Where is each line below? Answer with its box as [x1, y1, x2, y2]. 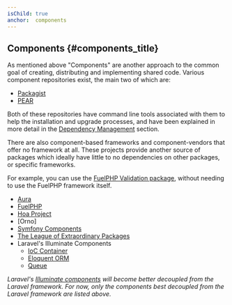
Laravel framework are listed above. [7, 290, 111, 298]
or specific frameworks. [7, 161, 76, 169]
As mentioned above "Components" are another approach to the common [7, 61, 219, 70]
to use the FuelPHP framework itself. [7, 182, 112, 190]
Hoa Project [17, 210, 52, 218]
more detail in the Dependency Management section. [7, 125, 160, 133]
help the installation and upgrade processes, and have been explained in [7, 118, 216, 126]
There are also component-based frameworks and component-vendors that [7, 139, 225, 147]
